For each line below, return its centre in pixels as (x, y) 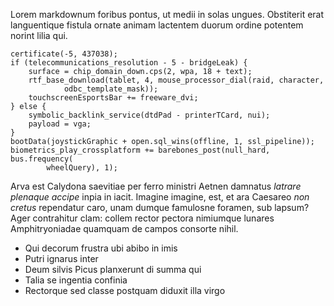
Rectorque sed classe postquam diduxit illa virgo (125, 290)
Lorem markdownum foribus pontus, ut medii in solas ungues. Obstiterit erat (167, 14)
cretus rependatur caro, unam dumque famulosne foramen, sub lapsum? (160, 207)
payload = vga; (60, 124)
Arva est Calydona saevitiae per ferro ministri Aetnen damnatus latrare (156, 186)
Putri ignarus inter (61, 258)
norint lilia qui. (39, 35)
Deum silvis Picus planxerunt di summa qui (113, 269)
